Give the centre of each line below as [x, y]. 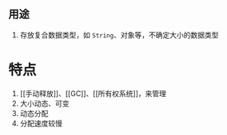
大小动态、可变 [44, 103]
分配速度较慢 [41, 123]
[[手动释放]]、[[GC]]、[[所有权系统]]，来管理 [93, 93]
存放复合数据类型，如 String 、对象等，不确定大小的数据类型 [119, 35]
